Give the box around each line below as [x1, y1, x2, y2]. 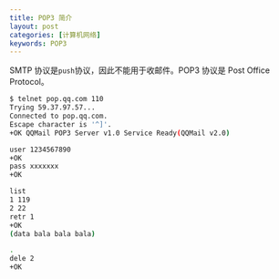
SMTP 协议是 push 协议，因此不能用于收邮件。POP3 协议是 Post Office [9, 65, 271, 76]
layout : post [9, 22, 59, 31]
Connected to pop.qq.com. [9, 111, 108, 120]
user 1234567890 [9, 145, 71, 154]
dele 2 [9, 254, 35, 263]
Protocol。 [9, 77, 49, 88]
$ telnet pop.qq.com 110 [9, 95, 104, 104]
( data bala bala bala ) [9, 229, 96, 238]
